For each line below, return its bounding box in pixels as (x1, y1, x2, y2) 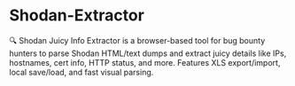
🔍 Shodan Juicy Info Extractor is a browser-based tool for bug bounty (9, 35, 266, 45)
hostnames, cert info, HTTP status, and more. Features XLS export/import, (9, 57, 281, 67)
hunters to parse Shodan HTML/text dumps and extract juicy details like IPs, (9, 48, 287, 59)
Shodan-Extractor (9, 5, 144, 26)
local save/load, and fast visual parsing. (9, 66, 154, 77)
